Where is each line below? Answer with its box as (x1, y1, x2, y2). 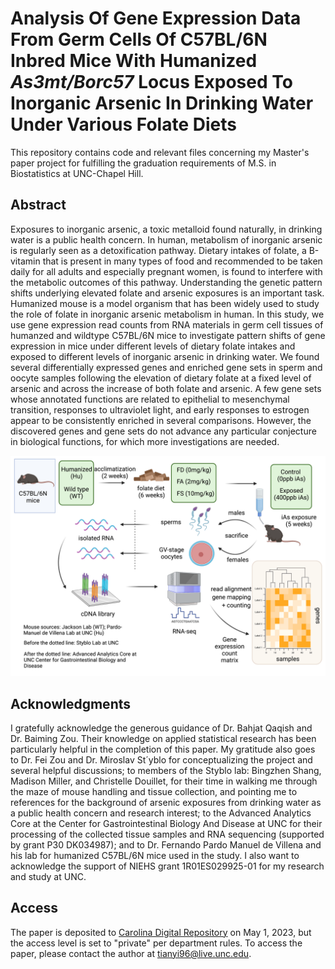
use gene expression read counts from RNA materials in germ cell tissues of (10, 318, 324, 331)
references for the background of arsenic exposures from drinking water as (10, 796, 322, 808)
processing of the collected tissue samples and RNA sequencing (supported (10, 828, 325, 840)
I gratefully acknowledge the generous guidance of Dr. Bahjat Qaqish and (10, 722, 313, 734)
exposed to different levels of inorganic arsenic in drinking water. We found (10, 350, 320, 362)
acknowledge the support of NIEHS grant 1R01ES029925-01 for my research (10, 860, 325, 872)
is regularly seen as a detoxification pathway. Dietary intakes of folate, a (10, 244, 307, 256)
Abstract (10, 197, 67, 214)
